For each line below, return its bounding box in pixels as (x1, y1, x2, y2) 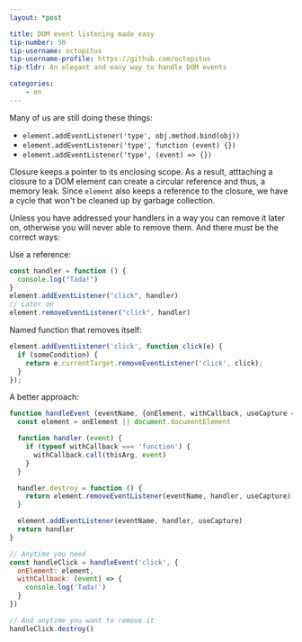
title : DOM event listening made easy (9, 29, 155, 39)
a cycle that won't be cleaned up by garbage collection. (9, 194, 216, 205)
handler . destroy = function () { (17, 484, 143, 493)
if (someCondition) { (17, 350, 99, 359)
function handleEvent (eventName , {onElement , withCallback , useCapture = (9, 409, 296, 419)
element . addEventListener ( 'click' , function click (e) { (9, 342, 223, 351)
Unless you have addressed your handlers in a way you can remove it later (9, 212, 286, 223)
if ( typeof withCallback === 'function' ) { (25, 442, 191, 451)
